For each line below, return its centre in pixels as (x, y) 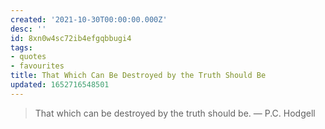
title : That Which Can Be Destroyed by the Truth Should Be (138, 76)
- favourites (37, 66)
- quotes (28, 57)
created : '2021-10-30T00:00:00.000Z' (89, 19)
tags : (21, 47)
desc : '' (28, 29)
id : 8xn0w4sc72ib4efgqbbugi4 (71, 38)
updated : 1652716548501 (60, 85)
